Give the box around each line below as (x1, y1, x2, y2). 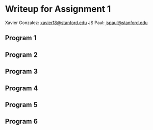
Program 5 (5, 101, 38, 109)
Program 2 (5, 51, 38, 59)
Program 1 (5, 34, 37, 42)
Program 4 (5, 84, 38, 92)
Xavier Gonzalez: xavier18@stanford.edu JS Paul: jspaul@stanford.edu (5, 20, 148, 26)
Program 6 (5, 117, 38, 126)
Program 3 (5, 67, 38, 76)
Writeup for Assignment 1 (5, 3, 111, 15)
